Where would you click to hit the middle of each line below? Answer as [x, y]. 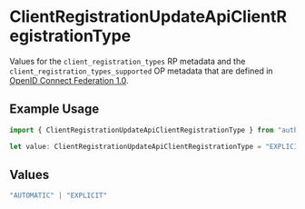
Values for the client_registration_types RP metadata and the [128, 61]
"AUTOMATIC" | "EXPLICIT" [58, 196]
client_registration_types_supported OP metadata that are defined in [142, 71]
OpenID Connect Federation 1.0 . [69, 80]
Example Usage [54, 109]
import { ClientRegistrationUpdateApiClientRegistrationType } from [142, 130]
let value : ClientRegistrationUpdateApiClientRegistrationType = [135, 146]
